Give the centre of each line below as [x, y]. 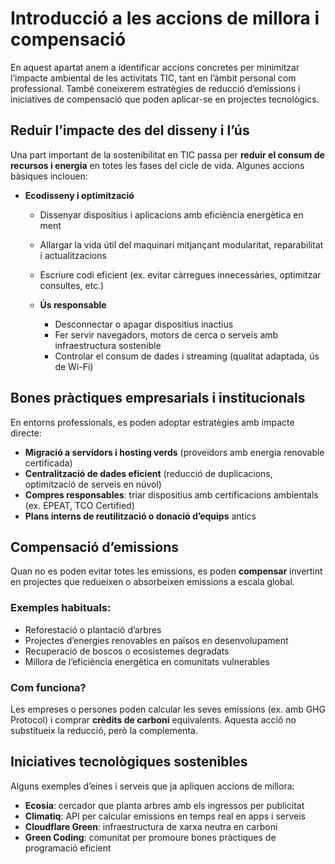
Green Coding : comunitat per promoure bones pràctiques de [150, 837]
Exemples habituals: [61, 608]
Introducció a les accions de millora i [165, 18]
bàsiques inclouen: [49, 176]
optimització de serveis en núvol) [93, 484]
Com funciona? [48, 687]
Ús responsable [73, 304]
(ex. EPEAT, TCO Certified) [79, 505]
